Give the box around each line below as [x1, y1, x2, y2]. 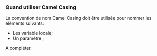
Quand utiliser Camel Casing [5, 4, 76, 11]
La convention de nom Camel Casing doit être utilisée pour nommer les [5, 15, 152, 21]
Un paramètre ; [12, 35, 44, 41]
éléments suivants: [5, 20, 44, 26]
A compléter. [5, 45, 32, 51]
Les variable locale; [12, 30, 53, 36]
